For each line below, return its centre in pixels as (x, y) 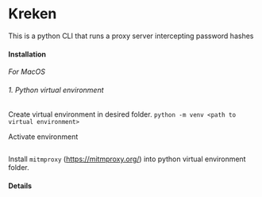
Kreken (33, 14)
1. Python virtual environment (56, 90)
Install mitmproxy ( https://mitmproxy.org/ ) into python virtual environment (127, 159)
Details (20, 185)
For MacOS (27, 71)
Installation (27, 54)
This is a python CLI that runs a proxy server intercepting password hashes (131, 36)
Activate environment (43, 137)
